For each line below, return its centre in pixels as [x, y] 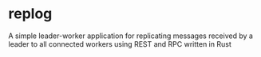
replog [30, 14]
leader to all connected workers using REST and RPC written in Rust [120, 44]
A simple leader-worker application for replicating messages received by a [131, 36]
